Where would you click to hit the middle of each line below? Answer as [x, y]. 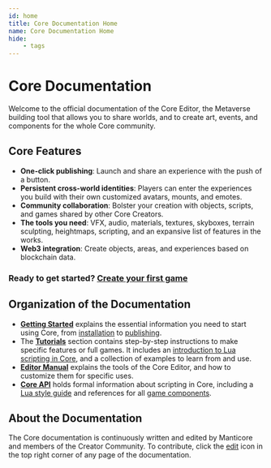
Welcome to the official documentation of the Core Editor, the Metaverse [129, 109]
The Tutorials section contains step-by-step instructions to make [129, 341]
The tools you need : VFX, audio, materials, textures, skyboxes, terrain [137, 222]
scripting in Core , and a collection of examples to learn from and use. [135, 359]
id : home [23, 16]
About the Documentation [75, 418]
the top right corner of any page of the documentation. [100, 455]
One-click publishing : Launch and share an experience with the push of [141, 170]
